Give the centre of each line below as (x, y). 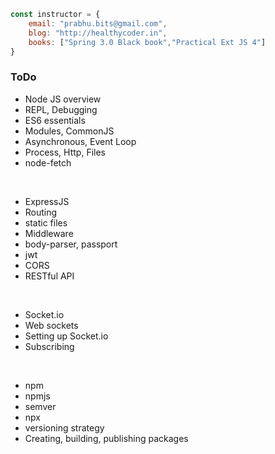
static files (46, 222)
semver (40, 406)
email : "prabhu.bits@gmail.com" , (98, 23)
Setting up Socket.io (66, 336)
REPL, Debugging (61, 109)
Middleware (49, 233)
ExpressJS (47, 201)
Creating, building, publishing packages (106, 438)
